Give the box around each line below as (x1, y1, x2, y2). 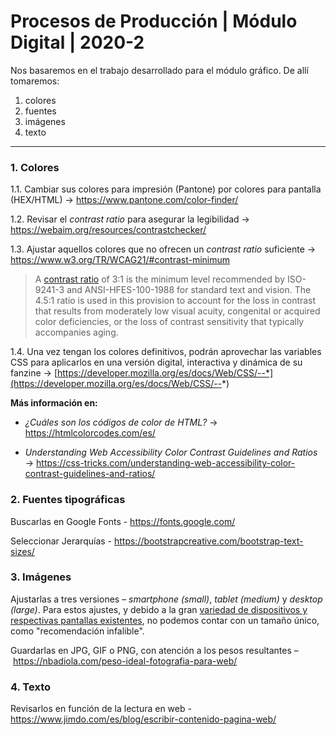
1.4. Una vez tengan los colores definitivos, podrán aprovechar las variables (10, 346, 322, 358)
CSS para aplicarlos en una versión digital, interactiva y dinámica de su (10, 356, 303, 369)
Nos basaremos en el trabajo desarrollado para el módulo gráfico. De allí (10, 64, 309, 76)
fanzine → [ (10, 367, 58, 379)
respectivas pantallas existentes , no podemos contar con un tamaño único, (10, 614, 320, 626)
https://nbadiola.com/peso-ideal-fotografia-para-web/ (12, 655, 238, 667)
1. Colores (10, 160, 60, 174)
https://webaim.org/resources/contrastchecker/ (10, 224, 207, 236)
